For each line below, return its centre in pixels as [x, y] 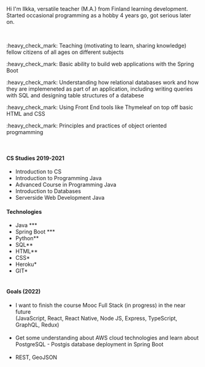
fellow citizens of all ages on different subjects [65, 52]
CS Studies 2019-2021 [35, 158]
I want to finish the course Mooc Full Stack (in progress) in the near [100, 305]
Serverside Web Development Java [60, 198]
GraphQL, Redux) [37, 325]
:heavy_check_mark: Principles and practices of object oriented [87, 126]
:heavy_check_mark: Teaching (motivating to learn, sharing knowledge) [96, 46]
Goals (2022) [24, 291]
